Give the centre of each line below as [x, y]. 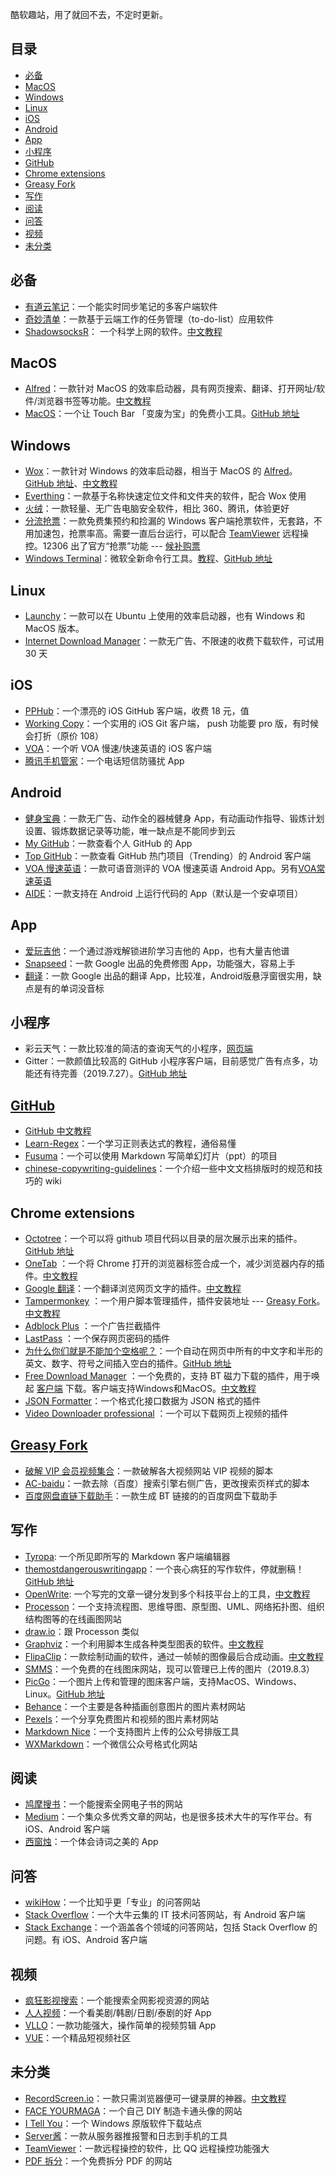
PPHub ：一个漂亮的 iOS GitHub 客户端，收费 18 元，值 [137, 710]
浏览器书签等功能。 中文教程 [94, 401]
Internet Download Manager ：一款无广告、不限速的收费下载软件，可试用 [174, 641]
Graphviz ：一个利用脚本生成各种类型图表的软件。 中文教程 [144, 1644]
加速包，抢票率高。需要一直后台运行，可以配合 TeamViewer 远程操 [171, 534]
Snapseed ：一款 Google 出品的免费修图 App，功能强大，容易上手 [160, 963]
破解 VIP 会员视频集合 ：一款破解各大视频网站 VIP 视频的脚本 [149, 1470]
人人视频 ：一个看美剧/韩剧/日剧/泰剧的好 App [118, 2012]
